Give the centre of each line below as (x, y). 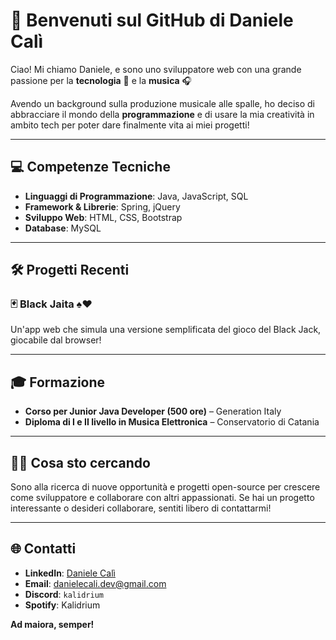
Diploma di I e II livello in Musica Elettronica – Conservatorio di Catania (172, 422)
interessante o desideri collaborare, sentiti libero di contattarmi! (141, 508)
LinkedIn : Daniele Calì (70, 573)
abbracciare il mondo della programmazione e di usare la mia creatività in (162, 114)
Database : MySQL (63, 228)
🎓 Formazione (58, 382)
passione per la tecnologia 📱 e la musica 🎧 (101, 80)
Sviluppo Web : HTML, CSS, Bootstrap (103, 217)
